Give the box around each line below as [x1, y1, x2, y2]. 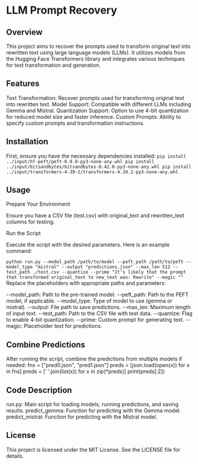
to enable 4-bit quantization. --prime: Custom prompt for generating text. [6, 316, 184, 323]
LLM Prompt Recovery [6, 4, 118, 17]
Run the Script [6, 230, 41, 237]
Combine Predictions [6, 339, 86, 349]
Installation [6, 137, 48, 147]
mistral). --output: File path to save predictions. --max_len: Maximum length [6, 304, 191, 311]
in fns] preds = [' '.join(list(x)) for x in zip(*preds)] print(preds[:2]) [6, 368, 165, 375]
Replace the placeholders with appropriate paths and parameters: [6, 280, 166, 287]
